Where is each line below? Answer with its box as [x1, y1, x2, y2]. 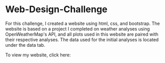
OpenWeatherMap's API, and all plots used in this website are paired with [5, 31, 158, 37]
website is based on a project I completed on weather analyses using [5, 25, 150, 31]
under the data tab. [5, 42, 46, 48]
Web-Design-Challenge [5, 4, 108, 15]
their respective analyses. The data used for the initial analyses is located [5, 37, 159, 43]
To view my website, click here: [5, 52, 71, 58]
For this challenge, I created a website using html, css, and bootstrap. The [5, 20, 160, 26]
